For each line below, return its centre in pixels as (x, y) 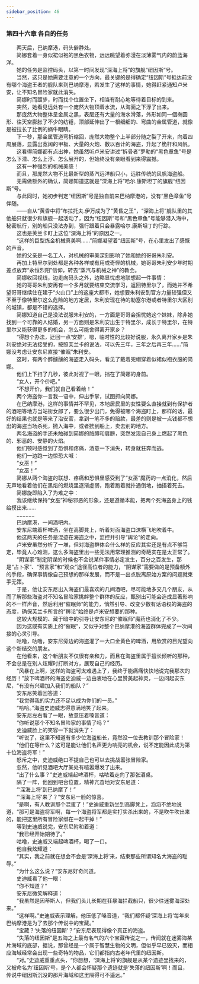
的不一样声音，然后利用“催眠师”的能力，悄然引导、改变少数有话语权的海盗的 (99, 604)
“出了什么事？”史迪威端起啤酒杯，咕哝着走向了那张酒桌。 (86, 774)
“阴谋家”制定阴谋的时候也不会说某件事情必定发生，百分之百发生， (97, 559)
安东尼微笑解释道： (40, 893)
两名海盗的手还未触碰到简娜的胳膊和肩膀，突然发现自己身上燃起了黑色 (102, 433)
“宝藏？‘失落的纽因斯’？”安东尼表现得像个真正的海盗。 (82, 930)
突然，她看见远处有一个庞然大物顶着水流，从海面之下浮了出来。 (94, 107)
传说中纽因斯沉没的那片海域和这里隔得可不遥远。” (66, 975)
